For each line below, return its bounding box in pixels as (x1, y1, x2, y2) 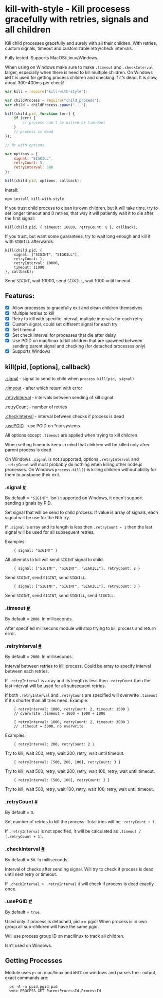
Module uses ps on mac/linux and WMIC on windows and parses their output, (5, 969, 157, 975)
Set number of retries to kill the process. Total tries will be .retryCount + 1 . (5, 819, 156, 825)
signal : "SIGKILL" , (14, 156, 54, 161)
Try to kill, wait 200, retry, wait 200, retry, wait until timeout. (5, 750, 125, 756)
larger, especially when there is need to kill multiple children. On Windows (5, 69, 153, 75)
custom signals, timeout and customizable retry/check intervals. (5, 45, 133, 51)
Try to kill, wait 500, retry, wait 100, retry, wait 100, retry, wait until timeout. (5, 786, 154, 792)
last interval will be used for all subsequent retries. (5, 683, 106, 689)
